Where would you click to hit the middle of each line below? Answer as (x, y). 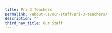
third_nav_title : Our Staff (34, 23)
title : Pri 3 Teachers (28, 9)
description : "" (22, 18)
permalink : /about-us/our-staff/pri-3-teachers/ (56, 14)
